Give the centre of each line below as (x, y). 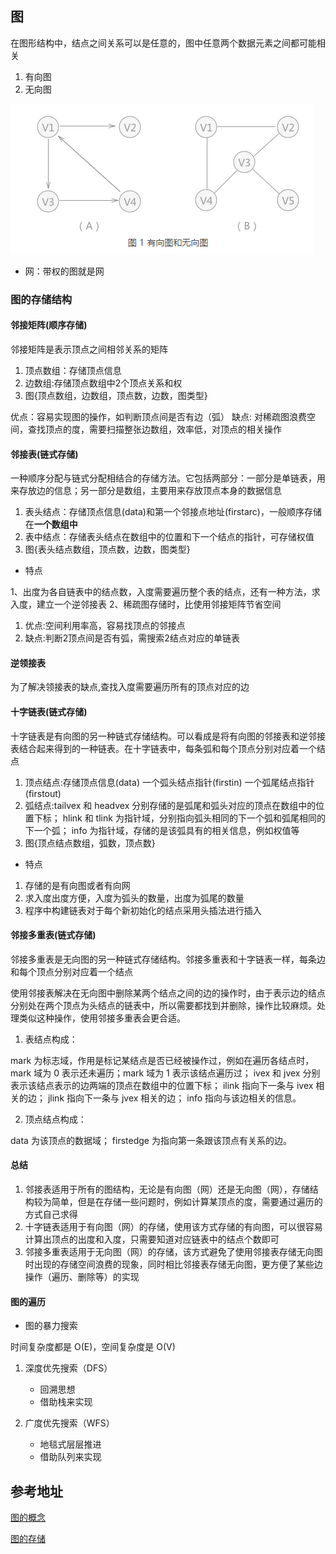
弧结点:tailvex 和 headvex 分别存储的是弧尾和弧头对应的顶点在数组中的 (170, 805)
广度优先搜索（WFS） (69, 1423)
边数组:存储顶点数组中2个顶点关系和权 (103, 383)
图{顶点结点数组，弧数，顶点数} (90, 843)
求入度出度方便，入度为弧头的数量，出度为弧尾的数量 (134, 898)
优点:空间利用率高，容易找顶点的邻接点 (105, 626)
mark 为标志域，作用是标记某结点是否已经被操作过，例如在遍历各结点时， (162, 1060)
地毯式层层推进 (70, 1444)
